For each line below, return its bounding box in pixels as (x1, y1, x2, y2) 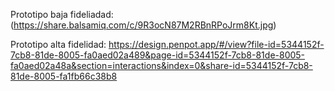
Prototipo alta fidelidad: (10, 39, 107, 50)
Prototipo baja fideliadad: (10, 9, 114, 20)
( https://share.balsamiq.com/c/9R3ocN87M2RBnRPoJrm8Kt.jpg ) (10, 19, 277, 31)
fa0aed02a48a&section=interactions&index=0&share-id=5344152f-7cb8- (10, 60, 313, 71)
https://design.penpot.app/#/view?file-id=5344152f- (108, 39, 325, 50)
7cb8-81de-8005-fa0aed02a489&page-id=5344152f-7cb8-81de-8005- (10, 49, 306, 61)
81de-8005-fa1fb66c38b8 (10, 70, 118, 82)
